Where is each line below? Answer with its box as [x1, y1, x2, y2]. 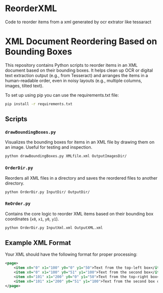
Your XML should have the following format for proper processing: [5, 251, 137, 257]
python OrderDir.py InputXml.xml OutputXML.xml [5, 225, 103, 230]
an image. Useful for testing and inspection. [5, 144, 93, 150]
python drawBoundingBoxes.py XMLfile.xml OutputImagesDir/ [5, 154, 127, 159]
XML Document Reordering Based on [5, 36, 157, 47]
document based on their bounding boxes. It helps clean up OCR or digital [5, 67, 153, 73]
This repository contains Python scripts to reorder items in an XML [5, 62, 138, 68]
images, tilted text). [5, 83, 44, 89]
